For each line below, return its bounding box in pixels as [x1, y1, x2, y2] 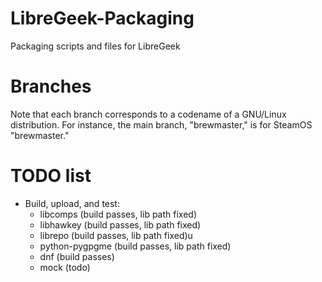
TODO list [10, 165, 92, 187]
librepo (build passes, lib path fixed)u [39, 229, 193, 241]
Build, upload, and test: [24, 197, 120, 209]
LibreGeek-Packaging [10, 7, 195, 30]
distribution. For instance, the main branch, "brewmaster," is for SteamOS [10, 118, 313, 131]
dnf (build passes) [39, 250, 115, 262]
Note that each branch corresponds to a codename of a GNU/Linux [10, 108, 287, 120]
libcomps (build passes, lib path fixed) [39, 208, 198, 220]
